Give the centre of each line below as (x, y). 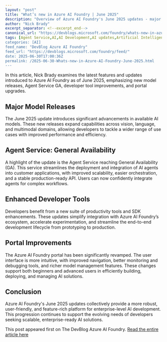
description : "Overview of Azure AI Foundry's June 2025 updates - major (83, 19)
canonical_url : (21, 33)
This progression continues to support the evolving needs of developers (79, 315)
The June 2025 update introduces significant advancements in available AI (82, 119)
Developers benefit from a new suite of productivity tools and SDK (73, 211)
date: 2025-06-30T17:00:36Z (34, 56)
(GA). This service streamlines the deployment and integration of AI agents (82, 167)
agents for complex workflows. (37, 183)
